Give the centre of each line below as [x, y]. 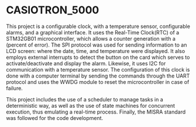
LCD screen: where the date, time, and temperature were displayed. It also [96, 51]
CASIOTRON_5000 [53, 10]
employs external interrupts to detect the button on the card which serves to [98, 57]
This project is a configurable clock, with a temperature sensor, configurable [98, 26]
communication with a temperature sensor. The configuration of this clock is [98, 69]
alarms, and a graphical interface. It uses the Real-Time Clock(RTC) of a [93, 32]
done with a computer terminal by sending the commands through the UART [98, 76]
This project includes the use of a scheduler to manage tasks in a [85, 99]
